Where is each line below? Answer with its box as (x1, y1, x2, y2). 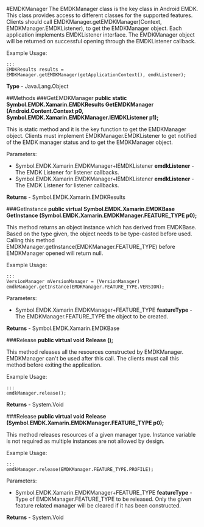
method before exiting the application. (6, 361, 102, 368)
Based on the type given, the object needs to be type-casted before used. (6, 230, 192, 237)
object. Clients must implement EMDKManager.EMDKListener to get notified (6, 132, 197, 139)
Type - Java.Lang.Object (6, 82, 69, 90)
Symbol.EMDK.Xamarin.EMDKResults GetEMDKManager (6, 101, 154, 108)
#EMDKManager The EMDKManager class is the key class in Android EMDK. (6, 5, 199, 12)
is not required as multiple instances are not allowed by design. (6, 437, 165, 445)
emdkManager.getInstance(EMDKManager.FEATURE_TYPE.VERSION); (6, 284, 165, 290)
